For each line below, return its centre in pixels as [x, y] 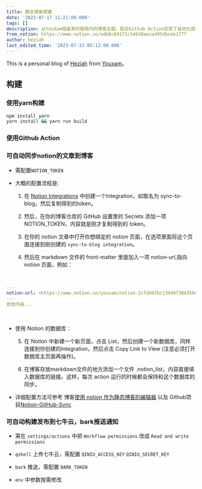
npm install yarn [28, 116]
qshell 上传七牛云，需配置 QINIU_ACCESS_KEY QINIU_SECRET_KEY [92, 454]
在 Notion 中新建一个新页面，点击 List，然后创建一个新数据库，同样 [107, 341]
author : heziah [25, 40]
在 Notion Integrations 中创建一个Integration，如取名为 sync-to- [103, 196]
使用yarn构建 [26, 103]
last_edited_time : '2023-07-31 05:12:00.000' [64, 46]
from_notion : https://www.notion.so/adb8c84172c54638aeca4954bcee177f [96, 34]
